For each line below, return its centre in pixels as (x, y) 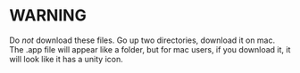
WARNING (48, 16)
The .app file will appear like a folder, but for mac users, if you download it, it (150, 49)
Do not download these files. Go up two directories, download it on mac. (142, 40)
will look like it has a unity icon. (66, 59)
